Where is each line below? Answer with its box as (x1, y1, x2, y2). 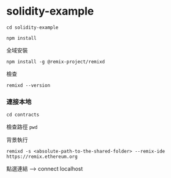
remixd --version (6, 82, 51, 88)
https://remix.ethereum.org (6, 154, 78, 160)
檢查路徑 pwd (6, 123, 38, 130)
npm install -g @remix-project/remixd (6, 59, 105, 65)
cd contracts (6, 112, 40, 118)
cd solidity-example (6, 24, 59, 30)
